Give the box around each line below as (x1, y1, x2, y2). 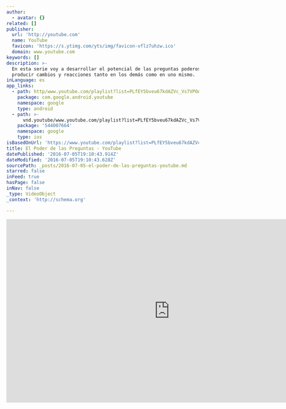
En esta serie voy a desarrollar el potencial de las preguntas (12, 65, 179, 72)
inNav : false (6, 185, 40, 191)
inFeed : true (6, 174, 40, 180)
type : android (17, 105, 53, 112)
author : (6, 9, 26, 15)
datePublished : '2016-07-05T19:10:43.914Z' (6, 151, 119, 157)
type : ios (17, 134, 43, 141)
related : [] (6, 20, 37, 26)
